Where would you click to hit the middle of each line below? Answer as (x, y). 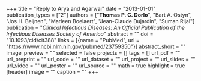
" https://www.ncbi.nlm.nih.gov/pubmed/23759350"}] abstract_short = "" (96, 46)
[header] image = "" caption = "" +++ (52, 72)
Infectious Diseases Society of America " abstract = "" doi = (80, 34)
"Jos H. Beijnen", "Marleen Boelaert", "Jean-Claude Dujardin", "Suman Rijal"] (100, 21)
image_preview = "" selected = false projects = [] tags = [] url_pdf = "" (93, 53)
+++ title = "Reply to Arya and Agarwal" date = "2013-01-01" (81, 9)
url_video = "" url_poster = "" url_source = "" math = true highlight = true (96, 66)
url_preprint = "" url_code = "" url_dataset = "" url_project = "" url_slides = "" (101, 59)
